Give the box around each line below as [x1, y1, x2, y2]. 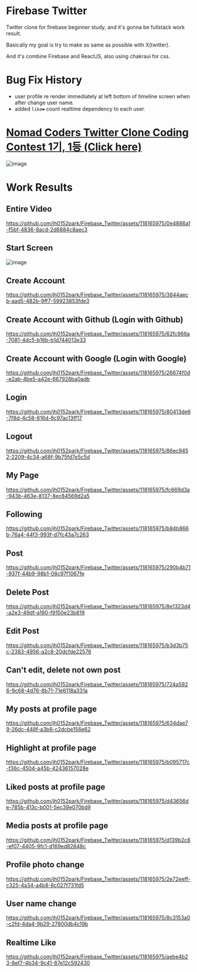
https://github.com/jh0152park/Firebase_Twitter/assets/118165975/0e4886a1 [6, 220, 191, 227]
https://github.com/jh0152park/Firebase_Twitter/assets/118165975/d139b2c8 [6, 836, 191, 843]
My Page [6, 470, 39, 480]
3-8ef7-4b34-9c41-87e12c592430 [6, 960, 90, 967]
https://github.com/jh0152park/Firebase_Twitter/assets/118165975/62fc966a [6, 330, 191, 337]
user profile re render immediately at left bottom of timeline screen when [14, 92, 191, 99]
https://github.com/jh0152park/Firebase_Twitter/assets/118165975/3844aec [6, 291, 189, 298]
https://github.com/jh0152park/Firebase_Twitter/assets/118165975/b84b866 [6, 525, 189, 532]
